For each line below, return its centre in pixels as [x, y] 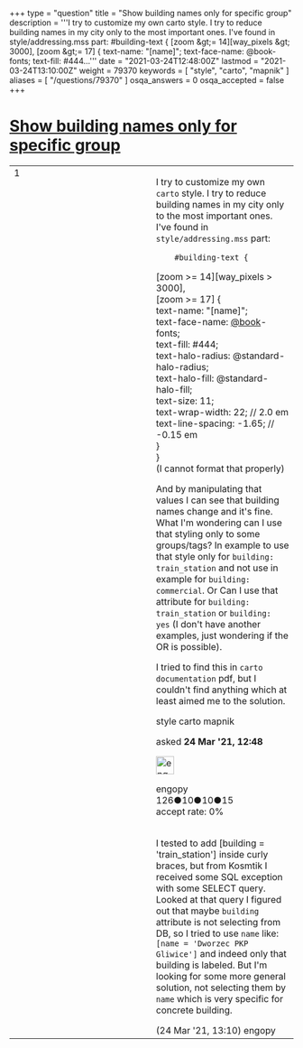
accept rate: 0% [190, 812]
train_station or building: [214, 613]
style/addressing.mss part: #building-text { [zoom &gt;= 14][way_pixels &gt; [150, 42]
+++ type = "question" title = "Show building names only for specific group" [151, 13]
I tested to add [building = [211, 843]
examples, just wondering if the [222, 635]
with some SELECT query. [211, 888]
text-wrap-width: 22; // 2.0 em [223, 412]
